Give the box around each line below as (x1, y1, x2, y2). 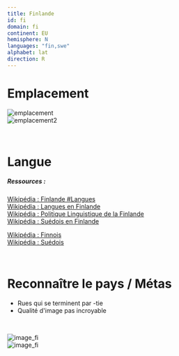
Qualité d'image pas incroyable (17, 306, 107, 314)
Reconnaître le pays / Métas (7, 276, 172, 292)
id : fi (7, 17, 26, 24)
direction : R (7, 56, 45, 63)
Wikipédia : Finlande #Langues (7, 194, 96, 203)
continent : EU (7, 29, 49, 37)
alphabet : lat (7, 49, 49, 56)
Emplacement (7, 85, 89, 101)
